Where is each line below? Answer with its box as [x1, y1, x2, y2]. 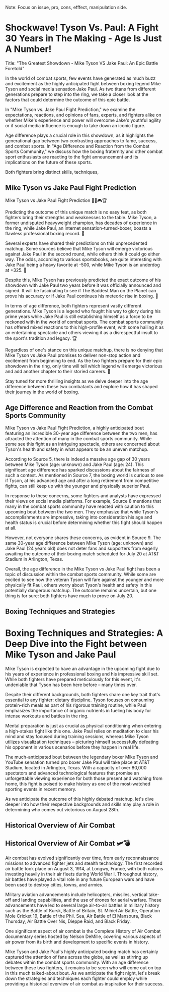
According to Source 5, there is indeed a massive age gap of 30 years [5, 456, 150, 462]
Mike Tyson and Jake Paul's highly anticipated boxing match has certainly [5, 949, 158, 955]
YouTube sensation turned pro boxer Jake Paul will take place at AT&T [5, 759, 150, 765]
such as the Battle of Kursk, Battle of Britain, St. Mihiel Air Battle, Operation [5, 908, 160, 914]
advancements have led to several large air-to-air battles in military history [5, 902, 159, 908]
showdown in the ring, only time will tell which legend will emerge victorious [5, 363, 162, 369]
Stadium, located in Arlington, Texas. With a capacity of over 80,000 [5, 764, 147, 770]
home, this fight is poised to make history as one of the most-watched [5, 780, 151, 787]
